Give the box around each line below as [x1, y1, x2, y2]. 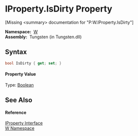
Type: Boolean [5, 82, 34, 88]
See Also [5, 96, 32, 105]
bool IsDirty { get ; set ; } [5, 60, 62, 66]
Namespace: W [5, 29, 38, 34]
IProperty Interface [5, 120, 43, 126]
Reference [5, 109, 27, 115]
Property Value [5, 71, 36, 77]
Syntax [5, 48, 27, 56]
